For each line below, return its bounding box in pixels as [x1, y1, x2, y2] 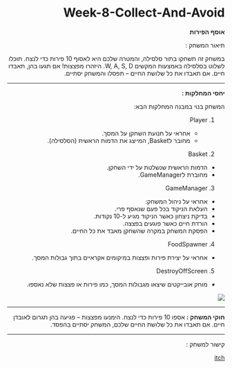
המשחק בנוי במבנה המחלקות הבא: [133, 102, 225, 110]
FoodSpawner [168, 240, 208, 248]
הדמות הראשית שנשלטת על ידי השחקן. [106, 163, 208, 171]
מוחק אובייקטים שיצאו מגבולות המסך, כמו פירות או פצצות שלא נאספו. [26, 280, 208, 288]
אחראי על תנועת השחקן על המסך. [101, 129, 191, 137]
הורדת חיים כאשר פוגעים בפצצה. [123, 219, 208, 227]
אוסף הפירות [189, 28, 225, 36]
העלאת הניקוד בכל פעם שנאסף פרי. [114, 204, 208, 213]
